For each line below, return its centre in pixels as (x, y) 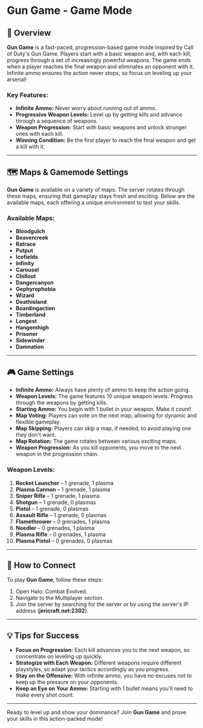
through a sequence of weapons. (57, 121)
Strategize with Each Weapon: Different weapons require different (98, 663)
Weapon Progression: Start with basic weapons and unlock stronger (101, 127)
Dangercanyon (34, 283)
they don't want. (36, 435)
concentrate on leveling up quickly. (59, 657)
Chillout (26, 276)
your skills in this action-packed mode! (55, 719)
